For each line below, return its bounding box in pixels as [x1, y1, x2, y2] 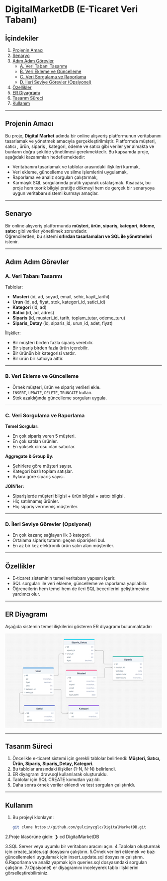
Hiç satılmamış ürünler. [12, 498, 60, 504]
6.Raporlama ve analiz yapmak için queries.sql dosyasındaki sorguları [5, 860, 148, 866]
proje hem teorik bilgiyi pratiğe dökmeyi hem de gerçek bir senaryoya [12, 185, 155, 191]
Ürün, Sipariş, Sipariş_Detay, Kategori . [12, 761, 93, 767]
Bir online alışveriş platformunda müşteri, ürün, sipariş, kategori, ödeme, [5, 222, 156, 228]
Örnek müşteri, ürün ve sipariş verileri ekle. [12, 384, 101, 390]
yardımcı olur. [12, 591, 41, 597]
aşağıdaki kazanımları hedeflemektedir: [5, 154, 85, 160]
